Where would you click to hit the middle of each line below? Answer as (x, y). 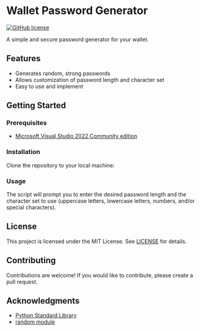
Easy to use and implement (49, 86)
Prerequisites (26, 123)
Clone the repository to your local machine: (61, 165)
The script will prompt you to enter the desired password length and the (97, 195)
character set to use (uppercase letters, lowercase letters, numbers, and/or (100, 201)
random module (35, 322)
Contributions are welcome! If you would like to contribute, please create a (100, 275)
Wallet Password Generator (77, 11)
